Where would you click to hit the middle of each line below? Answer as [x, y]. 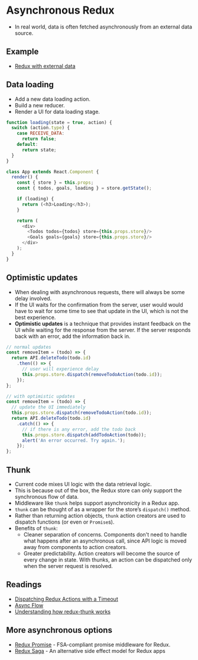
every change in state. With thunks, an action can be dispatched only [108, 559]
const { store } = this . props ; [55, 183]
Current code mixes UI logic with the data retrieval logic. [83, 484]
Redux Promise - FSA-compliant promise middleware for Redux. [92, 645]
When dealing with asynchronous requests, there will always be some [100, 292]
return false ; [39, 139]
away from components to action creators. [75, 547]
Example [22, 52]
